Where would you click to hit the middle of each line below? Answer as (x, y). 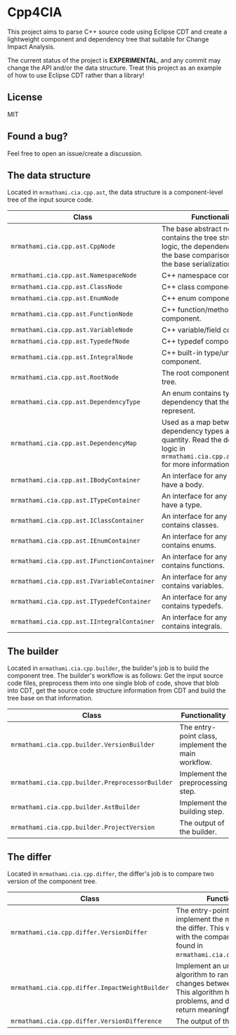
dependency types (192, 431)
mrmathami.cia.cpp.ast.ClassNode (67, 287)
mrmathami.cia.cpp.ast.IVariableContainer (83, 581)
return (186, 1010)
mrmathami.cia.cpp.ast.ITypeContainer (76, 501)
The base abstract (191, 229)
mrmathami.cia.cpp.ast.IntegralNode (72, 357)
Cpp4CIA (35, 12)
